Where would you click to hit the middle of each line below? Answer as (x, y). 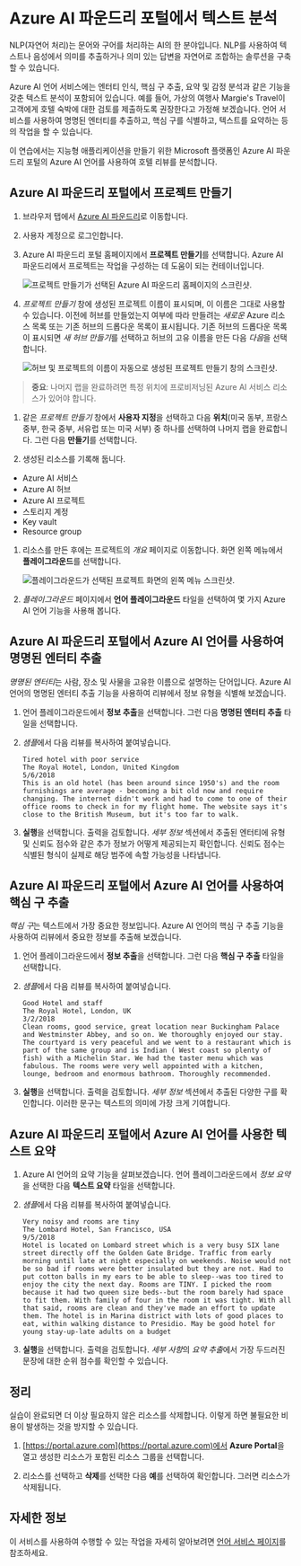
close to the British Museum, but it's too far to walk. (131, 814)
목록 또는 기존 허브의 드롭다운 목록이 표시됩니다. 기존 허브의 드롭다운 (151, 326)
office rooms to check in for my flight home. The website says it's (155, 806)
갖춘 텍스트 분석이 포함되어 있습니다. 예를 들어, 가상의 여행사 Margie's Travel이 (147, 97)
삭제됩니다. (42, 1487)
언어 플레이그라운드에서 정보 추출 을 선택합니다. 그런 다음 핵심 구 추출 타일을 (153, 956)
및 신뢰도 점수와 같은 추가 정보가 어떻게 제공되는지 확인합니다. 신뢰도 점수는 (154, 843)
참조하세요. (29, 1553)
